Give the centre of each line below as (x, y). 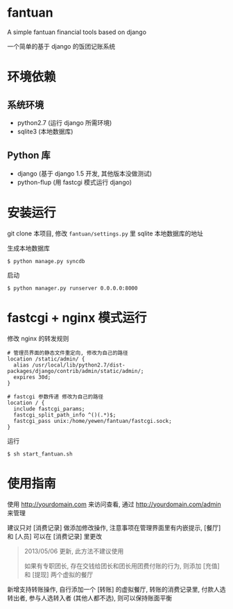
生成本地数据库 (28, 248)
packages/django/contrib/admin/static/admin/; (76, 371)
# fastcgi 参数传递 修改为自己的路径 (55, 397)
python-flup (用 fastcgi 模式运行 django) (75, 182)
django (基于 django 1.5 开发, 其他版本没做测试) (85, 173)
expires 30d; (32, 377)
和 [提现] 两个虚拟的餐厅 (59, 574)
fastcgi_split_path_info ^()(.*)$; (65, 415)
